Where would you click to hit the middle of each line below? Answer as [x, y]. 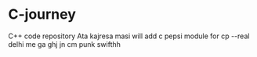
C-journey [42, 14]
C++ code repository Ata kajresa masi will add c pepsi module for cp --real [129, 36]
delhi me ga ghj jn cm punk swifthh [65, 44]
